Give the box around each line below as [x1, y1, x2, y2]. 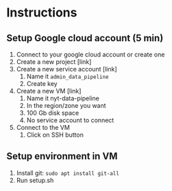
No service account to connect [26, 116, 114, 124]
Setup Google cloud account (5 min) [6, 32, 164, 44]
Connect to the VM [16, 124, 70, 131]
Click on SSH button [26, 131, 84, 139]
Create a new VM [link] [16, 87, 82, 95]
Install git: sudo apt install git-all [16, 168, 119, 177]
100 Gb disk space [26, 109, 79, 117]
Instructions [6, 5, 77, 21]
